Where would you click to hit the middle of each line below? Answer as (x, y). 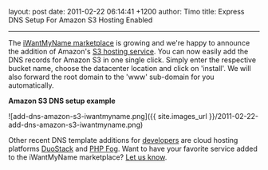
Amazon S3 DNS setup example (62, 101)
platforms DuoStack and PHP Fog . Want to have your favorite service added (133, 148)
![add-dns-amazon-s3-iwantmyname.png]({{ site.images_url (108, 116)
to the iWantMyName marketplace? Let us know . (88, 157)
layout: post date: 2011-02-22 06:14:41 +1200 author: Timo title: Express (126, 12)
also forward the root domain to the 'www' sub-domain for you (111, 77)
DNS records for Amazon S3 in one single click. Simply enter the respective (132, 60)
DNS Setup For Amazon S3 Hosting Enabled (81, 20)
